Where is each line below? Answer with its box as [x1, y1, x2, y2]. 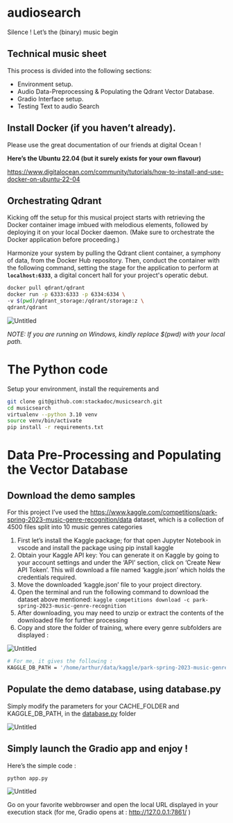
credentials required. [17, 573, 77, 581]
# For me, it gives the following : [7, 658, 113, 665]
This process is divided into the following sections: [7, 66, 152, 74]
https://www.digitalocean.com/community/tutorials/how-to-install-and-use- [7, 167, 224, 176]
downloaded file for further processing [17, 616, 128, 624]
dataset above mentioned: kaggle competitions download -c [17, 595, 191, 604]
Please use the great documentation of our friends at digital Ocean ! [7, 140, 201, 149]
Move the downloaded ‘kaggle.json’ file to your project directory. [17, 581, 202, 589]
